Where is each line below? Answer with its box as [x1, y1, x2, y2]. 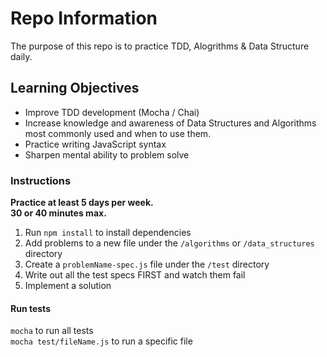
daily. [10, 50, 33, 62]
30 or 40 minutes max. [10, 207, 107, 219]
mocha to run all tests [10, 325, 94, 337]
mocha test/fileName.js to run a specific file [10, 335, 193, 347]
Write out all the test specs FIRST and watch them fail [24, 269, 246, 281]
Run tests [10, 302, 51, 314]
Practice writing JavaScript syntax [24, 138, 167, 150]
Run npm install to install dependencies [24, 227, 192, 239]
